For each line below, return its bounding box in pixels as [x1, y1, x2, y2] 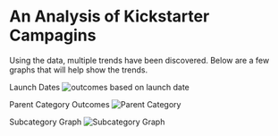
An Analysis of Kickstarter [9, 6, 210, 27]
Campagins [9, 25, 97, 46]
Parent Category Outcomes [9, 98, 110, 109]
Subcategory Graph [9, 116, 82, 127]
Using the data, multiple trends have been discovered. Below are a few [9, 55, 270, 65]
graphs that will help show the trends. [9, 64, 148, 75]
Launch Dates [9, 81, 61, 92]
